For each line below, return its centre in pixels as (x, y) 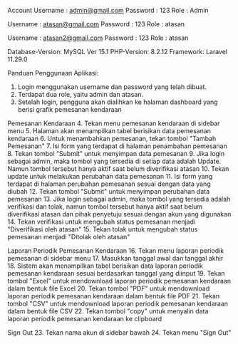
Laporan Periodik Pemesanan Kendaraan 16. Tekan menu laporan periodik (116, 251)
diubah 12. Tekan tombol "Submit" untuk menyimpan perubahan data (109, 191)
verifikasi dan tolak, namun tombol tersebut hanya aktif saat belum (105, 207)
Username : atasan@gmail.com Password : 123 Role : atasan (96, 24)
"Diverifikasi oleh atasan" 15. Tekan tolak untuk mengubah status (103, 229)
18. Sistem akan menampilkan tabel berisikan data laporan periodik (105, 266)
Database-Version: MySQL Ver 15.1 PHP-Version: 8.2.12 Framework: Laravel (118, 52)
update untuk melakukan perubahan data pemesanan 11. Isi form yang (110, 176)
